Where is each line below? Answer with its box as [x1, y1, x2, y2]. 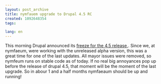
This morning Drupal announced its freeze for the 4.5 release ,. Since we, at [5, 43, 155, 49]
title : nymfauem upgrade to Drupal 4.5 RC [5, 12, 92, 17]
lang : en [5, 30, 23, 34]
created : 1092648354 [5, 16, 47, 21]
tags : [5, 20, 16, 26]
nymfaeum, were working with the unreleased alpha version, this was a [5, 48, 147, 54]
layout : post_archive [5, 7, 49, 12]
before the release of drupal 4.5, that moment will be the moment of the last [5, 64, 156, 69]
